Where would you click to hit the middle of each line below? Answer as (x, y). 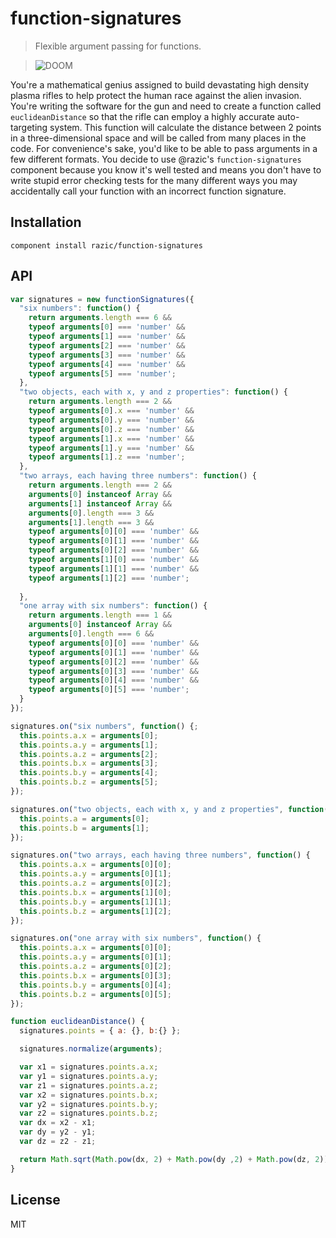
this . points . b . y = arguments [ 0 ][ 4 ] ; (95, 985)
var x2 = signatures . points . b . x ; (89, 1095)
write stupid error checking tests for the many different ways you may (154, 180)
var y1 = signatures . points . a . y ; (89, 1076)
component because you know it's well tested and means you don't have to (166, 169)
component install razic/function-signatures (106, 245)
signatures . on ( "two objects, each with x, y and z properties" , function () (171, 809)
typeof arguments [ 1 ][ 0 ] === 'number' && (113, 560)
